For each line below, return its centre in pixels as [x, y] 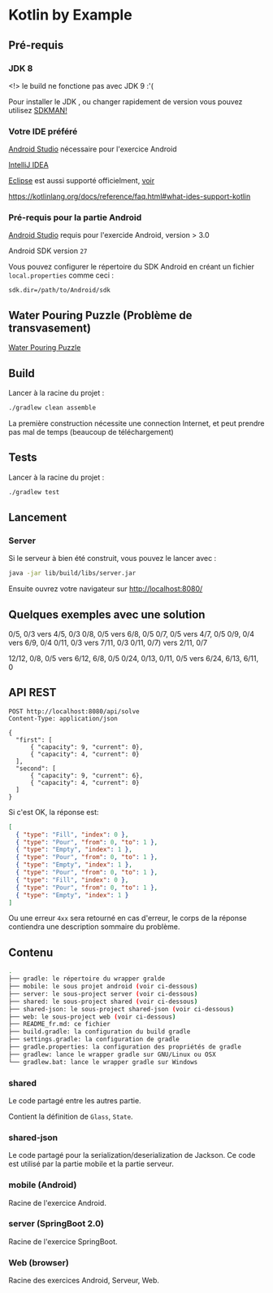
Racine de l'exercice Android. [58, 1203]
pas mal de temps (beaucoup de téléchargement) [91, 432]
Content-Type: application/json [63, 718]
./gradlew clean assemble [52, 408]
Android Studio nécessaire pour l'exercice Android [93, 149]
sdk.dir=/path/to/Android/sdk [60, 291]
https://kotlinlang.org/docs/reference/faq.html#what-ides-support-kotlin [130, 196]
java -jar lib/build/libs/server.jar [72, 573]
